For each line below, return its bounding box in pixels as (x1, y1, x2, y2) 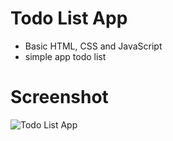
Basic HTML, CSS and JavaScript (24, 40, 163, 52)
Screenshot (10, 86, 109, 109)
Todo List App (10, 7, 128, 30)
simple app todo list (24, 50, 107, 62)
